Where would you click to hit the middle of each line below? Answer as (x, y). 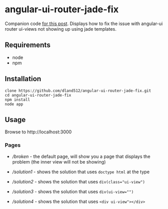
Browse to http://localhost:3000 (38, 132)
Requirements (28, 45)
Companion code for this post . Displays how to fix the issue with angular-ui (84, 24)
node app (14, 104)
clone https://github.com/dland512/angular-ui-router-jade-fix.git (78, 90)
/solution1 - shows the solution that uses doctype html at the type (81, 172)
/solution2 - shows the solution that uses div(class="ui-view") (78, 181)
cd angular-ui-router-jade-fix (38, 95)
